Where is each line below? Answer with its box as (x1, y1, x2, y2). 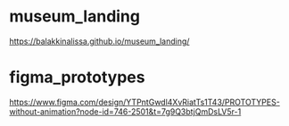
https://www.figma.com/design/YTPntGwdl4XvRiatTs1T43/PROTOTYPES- (9, 97, 281, 107)
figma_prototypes (9, 67, 145, 88)
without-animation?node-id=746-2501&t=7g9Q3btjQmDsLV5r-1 (9, 105, 242, 117)
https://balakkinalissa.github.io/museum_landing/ (9, 36, 190, 46)
